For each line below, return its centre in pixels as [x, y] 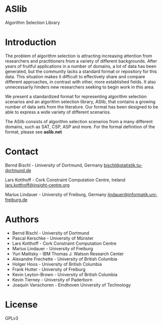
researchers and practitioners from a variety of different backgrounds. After [81, 61]
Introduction [31, 42]
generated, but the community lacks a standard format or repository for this [81, 71]
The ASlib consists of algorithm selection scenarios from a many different [79, 121]
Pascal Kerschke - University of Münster [53, 238]
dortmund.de [18, 170]
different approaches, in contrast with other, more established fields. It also [81, 82]
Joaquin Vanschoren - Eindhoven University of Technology [71, 285]
